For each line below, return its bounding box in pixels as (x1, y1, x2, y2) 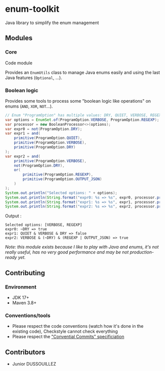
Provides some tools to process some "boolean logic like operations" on (5, 98, 151, 104)
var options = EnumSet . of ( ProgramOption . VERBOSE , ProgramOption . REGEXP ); (5, 117, 160, 122)
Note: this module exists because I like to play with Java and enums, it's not (5, 244, 159, 250)
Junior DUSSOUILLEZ (12, 361, 56, 367)
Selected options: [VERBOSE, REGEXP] (5, 223, 82, 228)
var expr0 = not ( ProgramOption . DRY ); (5, 126, 82, 131)
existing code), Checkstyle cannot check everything (12, 328, 118, 335)
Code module (5, 60, 33, 66)
